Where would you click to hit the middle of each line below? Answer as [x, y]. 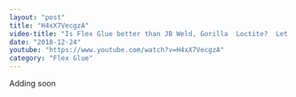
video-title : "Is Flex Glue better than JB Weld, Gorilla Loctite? [139, 34]
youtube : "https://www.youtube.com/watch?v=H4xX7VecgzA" [117, 50]
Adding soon [32, 83]
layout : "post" [37, 17]
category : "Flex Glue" [51, 58]
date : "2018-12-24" [45, 42]
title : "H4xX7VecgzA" [49, 26]
